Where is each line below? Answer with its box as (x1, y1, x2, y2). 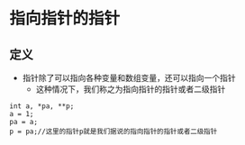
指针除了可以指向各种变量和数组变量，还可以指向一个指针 (22, 73, 236, 83)
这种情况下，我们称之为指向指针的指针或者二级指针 (35, 84, 226, 95)
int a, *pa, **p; (9, 102, 75, 111)
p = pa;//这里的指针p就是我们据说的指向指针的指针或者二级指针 (9, 127, 218, 136)
